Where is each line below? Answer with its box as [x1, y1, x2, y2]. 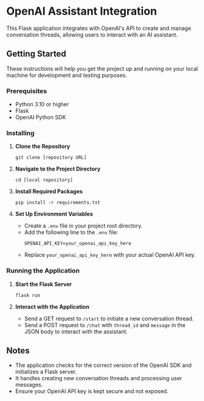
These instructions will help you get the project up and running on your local [6, 65, 199, 72]
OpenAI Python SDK [15, 114, 66, 121]
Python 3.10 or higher [15, 101, 69, 108]
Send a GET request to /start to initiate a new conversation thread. [24, 315, 194, 322]
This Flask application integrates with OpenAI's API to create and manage [6, 24, 191, 32]
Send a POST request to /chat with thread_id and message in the [24, 321, 186, 328]
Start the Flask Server [15, 280, 72, 288]
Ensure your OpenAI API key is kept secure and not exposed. [15, 388, 169, 395]
